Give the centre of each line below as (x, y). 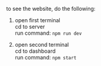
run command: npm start (45, 57)
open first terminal (38, 20)
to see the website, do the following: (51, 9)
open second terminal (42, 45)
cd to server (30, 27)
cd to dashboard (35, 51)
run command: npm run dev (48, 33)
